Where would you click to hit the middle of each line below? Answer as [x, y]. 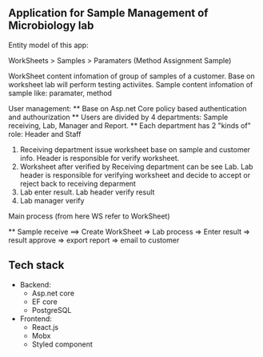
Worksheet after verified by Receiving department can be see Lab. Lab [136, 166]
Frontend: [36, 319]
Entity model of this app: [49, 45]
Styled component [62, 344]
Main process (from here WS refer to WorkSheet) [89, 216]
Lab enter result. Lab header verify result [87, 192]
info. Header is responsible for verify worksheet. [100, 158]
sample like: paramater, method [60, 93]
